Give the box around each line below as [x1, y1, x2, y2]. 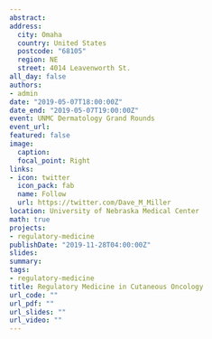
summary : [9, 257, 42, 267]
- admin [9, 89, 39, 98]
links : [9, 165, 34, 174]
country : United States [17, 38, 106, 48]
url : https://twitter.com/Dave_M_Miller [17, 198, 171, 208]
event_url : [9, 123, 51, 132]
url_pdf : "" [9, 299, 54, 308]
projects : [9, 223, 47, 232]
